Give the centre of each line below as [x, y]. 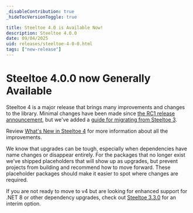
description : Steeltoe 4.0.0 [42, 33]
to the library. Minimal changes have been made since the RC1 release [91, 113]
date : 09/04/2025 [27, 39]
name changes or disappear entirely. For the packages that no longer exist [96, 155]
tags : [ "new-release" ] [34, 50]
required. [17, 180]
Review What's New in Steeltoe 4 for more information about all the [87, 131]
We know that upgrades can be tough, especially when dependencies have [96, 148]
